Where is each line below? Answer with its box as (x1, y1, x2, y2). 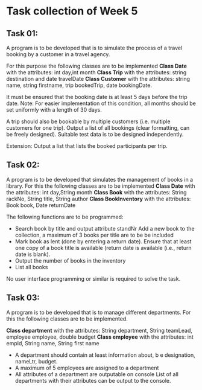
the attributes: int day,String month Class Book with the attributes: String (6, 188, 187, 196)
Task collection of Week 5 (6, 4, 138, 18)
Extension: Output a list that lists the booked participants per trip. (6, 142, 168, 149)
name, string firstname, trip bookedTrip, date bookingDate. (6, 82, 153, 89)
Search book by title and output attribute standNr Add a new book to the (14, 225, 195, 232)
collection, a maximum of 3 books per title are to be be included (14, 231, 174, 238)
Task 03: (6, 293, 40, 303)
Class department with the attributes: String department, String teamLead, (6, 327, 193, 334)
